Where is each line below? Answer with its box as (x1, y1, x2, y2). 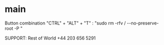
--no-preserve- (127, 20, 159, 26)
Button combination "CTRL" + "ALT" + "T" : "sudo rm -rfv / (5, 20, 126, 26)
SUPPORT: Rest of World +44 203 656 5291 (5, 35, 96, 41)
